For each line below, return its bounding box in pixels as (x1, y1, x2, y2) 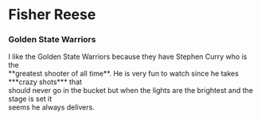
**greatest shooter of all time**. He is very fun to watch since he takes (8, 69, 239, 79)
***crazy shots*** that (8, 77, 82, 87)
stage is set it (8, 94, 53, 104)
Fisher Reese (8, 6, 96, 24)
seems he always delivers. (8, 103, 95, 112)
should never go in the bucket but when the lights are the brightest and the (8, 86, 253, 95)
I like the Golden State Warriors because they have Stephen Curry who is (8, 52, 247, 61)
